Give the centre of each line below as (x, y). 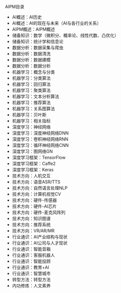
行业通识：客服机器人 (33, 255)
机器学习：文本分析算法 (35, 96)
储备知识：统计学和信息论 (38, 42)
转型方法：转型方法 (31, 280)
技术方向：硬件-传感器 (35, 200)
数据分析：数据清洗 (31, 54)
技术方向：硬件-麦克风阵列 (39, 212)
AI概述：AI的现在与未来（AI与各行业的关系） (57, 23)
